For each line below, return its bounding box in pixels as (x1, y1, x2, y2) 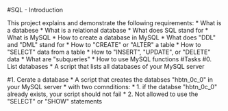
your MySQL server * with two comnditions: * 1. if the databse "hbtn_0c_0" (7, 83, 218, 91)
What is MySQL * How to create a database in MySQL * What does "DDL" (7, 33, 216, 42)
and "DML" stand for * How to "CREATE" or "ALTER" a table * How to (7, 41, 201, 48)
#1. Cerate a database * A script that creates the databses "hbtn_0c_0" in (7, 76, 214, 84)
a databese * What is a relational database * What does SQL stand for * (7, 27, 209, 34)
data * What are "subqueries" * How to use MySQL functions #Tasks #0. (7, 55, 212, 63)
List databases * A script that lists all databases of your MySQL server (7, 63, 205, 70)
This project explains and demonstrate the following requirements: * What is (7, 19, 222, 27)
